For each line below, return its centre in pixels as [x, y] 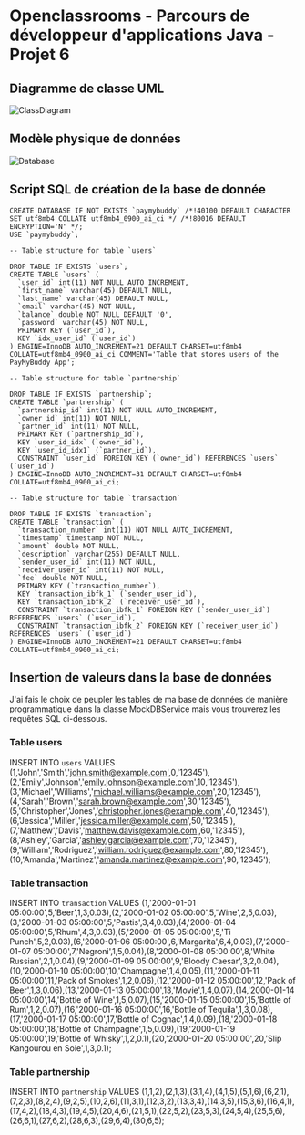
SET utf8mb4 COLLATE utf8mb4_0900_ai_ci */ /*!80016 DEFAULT [128, 219]
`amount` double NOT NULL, [69, 546]
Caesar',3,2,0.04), [245, 961]
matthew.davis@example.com [141, 830]
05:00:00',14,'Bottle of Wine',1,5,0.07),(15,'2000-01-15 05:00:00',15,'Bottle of [150, 1000]
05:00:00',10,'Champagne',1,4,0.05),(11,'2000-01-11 [165, 971]
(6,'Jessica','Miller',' [45, 820]
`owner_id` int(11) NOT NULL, [75, 418]
